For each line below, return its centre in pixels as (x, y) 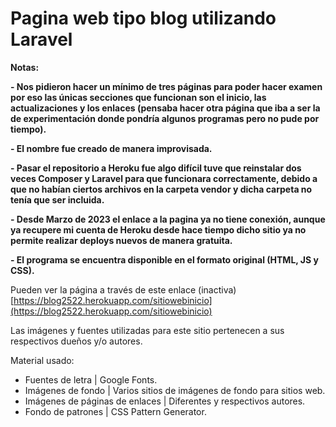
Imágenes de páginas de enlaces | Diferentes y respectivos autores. (165, 401)
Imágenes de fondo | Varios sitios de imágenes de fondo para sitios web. (175, 390)
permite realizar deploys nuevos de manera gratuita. (121, 240)
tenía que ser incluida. (57, 199)
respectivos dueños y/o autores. (76, 341)
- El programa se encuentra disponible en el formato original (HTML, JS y (164, 259)
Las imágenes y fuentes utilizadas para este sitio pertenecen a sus (147, 330)
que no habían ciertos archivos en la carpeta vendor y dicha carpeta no (161, 189)
